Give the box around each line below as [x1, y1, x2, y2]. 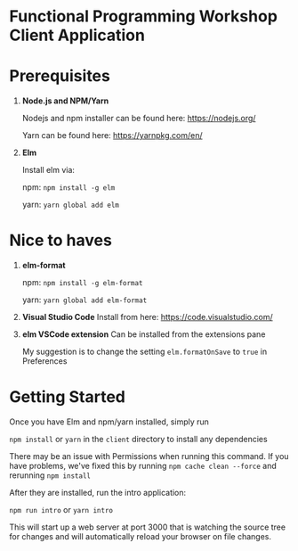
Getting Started [9, 387, 126, 407]
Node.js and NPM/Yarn [21, 95, 109, 106]
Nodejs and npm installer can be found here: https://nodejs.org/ [21, 113, 256, 124]
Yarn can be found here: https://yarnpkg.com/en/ [21, 130, 203, 141]
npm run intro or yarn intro [9, 505, 114, 514]
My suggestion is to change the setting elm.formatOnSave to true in [21, 346, 268, 358]
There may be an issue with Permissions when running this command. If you [9, 451, 289, 461]
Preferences [21, 356, 68, 366]
